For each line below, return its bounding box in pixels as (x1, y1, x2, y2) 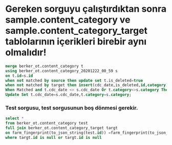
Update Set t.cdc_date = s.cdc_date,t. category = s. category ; (5, 92, 132, 97)
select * (5, 116, 24, 121)
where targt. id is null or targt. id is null (5, 135, 102, 140)
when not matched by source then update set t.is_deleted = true (5, 78, 143, 83)
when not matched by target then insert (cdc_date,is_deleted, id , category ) (5, 82, 168, 88)
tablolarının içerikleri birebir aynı (5, 36, 147, 48)
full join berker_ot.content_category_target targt (5, 126, 118, 131)
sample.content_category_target (5, 25, 147, 36)
